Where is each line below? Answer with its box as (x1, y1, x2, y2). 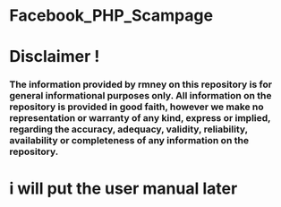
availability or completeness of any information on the (9, 134, 249, 147)
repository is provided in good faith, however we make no (9, 100, 264, 113)
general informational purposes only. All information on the (9, 90, 272, 102)
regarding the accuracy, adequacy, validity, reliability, (9, 123, 248, 135)
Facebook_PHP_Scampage (9, 5, 213, 26)
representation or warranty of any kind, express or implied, (9, 112, 271, 125)
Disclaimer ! (9, 47, 100, 67)
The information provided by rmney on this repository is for (9, 78, 273, 91)
